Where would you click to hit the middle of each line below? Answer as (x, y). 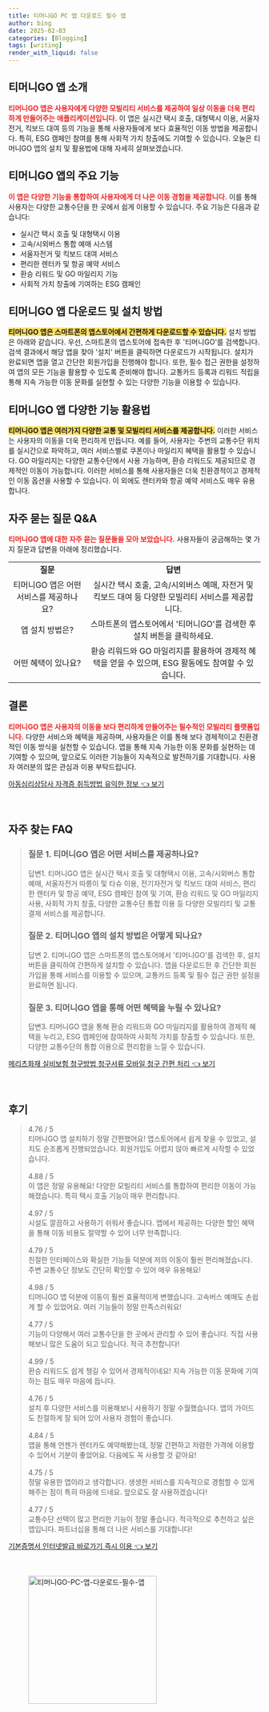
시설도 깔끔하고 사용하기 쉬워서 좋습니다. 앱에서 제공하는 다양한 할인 (134, 1223)
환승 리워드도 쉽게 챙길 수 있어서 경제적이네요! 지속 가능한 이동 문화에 (136, 1371)
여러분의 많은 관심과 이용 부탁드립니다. (76, 766)
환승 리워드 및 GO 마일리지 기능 (69, 274)
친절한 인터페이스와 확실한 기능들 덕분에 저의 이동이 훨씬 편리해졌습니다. (140, 1260)
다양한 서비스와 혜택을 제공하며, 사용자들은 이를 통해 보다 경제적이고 (131, 737)
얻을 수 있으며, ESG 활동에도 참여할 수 (177, 663)
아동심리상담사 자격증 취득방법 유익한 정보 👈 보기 (86, 784)
